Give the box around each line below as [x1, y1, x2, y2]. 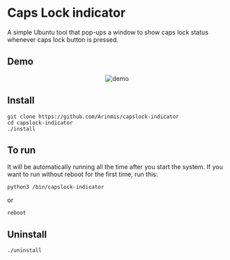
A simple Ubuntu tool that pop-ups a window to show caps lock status [7, 28, 209, 36]
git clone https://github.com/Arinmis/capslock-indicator [7, 113, 179, 120]
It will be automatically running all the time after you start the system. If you [7, 163, 223, 171]
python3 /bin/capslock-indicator [7, 184, 105, 191]
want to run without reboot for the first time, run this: [7, 170, 158, 179]
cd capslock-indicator [7, 119, 73, 127]
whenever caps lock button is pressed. [7, 35, 118, 43]
